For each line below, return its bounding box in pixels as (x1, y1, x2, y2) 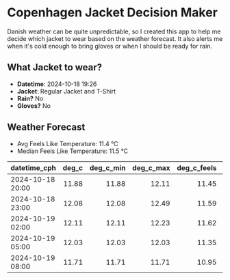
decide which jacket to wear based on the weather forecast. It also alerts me (7, 34, 223, 42)
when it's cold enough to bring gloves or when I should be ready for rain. (7, 42, 213, 50)
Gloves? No (16, 101, 51, 110)
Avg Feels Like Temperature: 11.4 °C (16, 139, 118, 148)
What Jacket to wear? (7, 61, 103, 73)
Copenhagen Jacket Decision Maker (7, 5, 218, 20)
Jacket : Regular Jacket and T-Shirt (16, 87, 116, 95)
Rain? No (16, 94, 44, 102)
